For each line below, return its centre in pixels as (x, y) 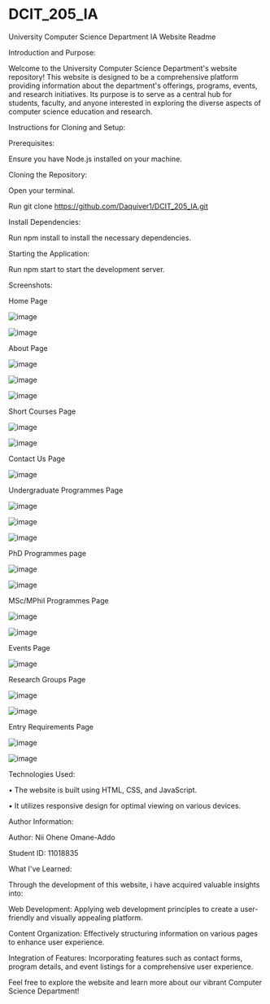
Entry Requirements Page (51, 726)
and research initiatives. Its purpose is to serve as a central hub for (120, 94)
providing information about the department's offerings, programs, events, (133, 85)
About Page (28, 348)
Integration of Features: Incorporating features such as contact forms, (125, 958)
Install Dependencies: (45, 221)
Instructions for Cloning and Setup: (67, 127)
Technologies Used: (42, 774)
